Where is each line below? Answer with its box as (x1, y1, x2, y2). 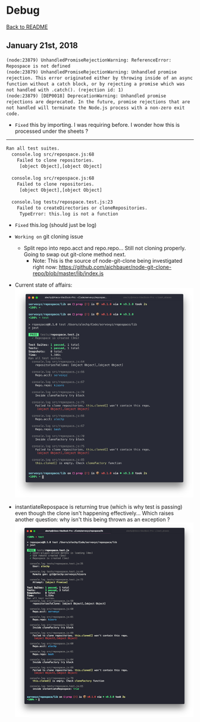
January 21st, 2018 (6, 41, 79, 51)
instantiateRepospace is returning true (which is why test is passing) (14, 503, 183, 510)
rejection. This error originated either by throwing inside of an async (6, 75, 193, 81)
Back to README (6, 23, 48, 30)
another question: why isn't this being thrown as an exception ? (14, 516, 170, 523)
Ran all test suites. (6, 145, 60, 151)
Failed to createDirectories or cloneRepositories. (17, 205, 148, 211)
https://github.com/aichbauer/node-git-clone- (58, 263, 171, 270)
